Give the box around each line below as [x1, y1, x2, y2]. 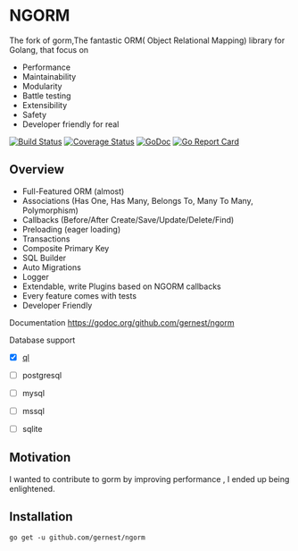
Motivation [9, 450, 71, 465]
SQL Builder [21, 252, 67, 263]
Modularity [21, 81, 62, 91]
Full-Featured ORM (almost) [21, 185, 125, 197]
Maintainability [21, 71, 77, 81]
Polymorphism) [21, 205, 79, 216]
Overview [9, 162, 65, 177]
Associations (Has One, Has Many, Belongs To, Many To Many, [21, 195, 254, 206]
